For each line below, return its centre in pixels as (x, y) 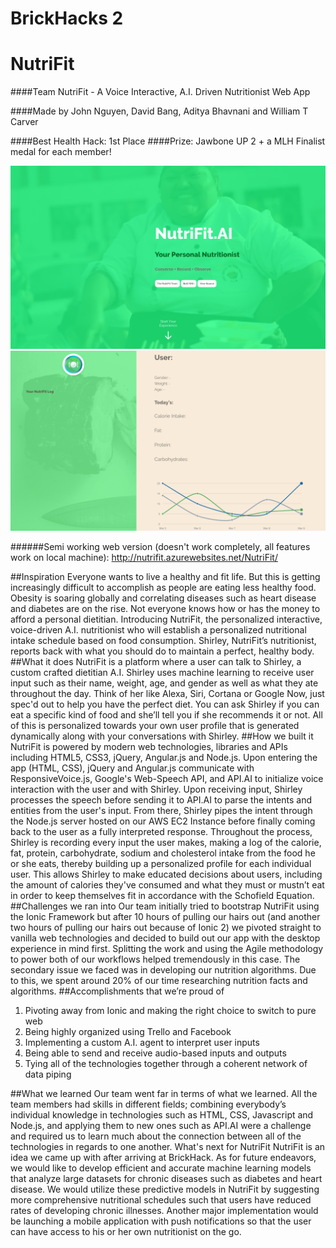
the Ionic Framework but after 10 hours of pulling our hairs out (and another (165, 917)
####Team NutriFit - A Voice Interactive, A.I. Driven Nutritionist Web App (160, 92)
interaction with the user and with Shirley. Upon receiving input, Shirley (156, 789)
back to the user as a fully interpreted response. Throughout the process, (161, 832)
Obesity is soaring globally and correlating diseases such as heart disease (163, 598)
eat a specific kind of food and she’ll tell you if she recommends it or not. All (166, 715)
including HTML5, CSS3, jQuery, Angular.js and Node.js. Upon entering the (164, 758)
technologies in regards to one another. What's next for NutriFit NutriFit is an (168, 1147)
